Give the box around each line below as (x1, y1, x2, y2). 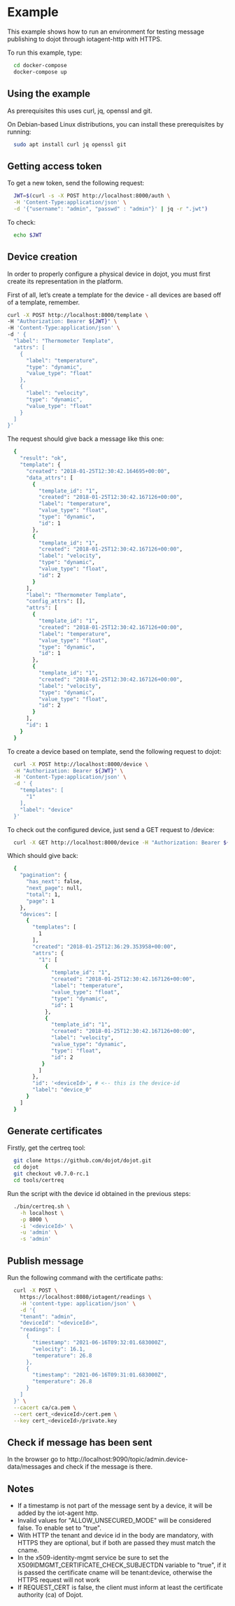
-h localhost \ (20, 1209, 64, 1216)
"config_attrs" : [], (25, 598, 86, 605)
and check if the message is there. (53, 1463, 153, 1471)
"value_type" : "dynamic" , (51, 1041, 127, 1048)
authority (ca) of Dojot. (17, 1591, 84, 1599)
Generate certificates (7, 1125, 103, 1137)
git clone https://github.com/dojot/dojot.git (13, 1157, 152, 1164)
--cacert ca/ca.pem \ (13, 1404, 77, 1411)
